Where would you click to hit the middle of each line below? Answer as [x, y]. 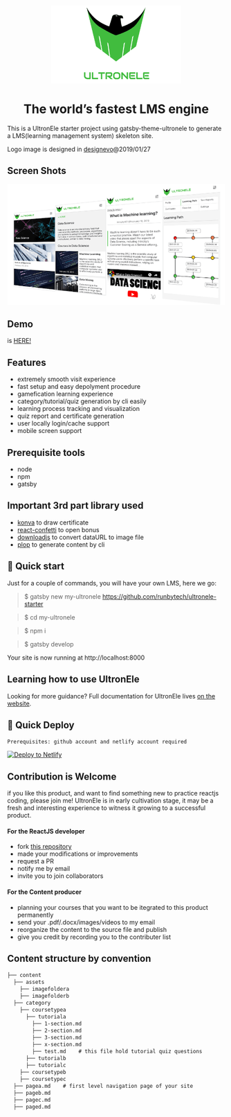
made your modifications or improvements [77, 854]
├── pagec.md [32, 1100]
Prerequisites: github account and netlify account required [97, 742]
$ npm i [35, 631]
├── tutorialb [46, 1059]
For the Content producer [44, 892]
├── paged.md [32, 1107]
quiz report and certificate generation [71, 416]
